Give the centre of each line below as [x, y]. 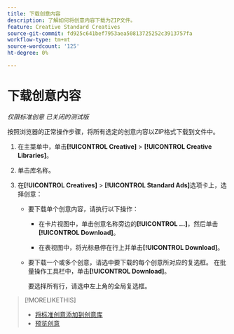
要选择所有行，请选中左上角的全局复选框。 [89, 286]
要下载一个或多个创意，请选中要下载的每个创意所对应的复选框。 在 [124, 262]
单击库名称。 [36, 170]
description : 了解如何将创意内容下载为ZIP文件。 [71, 20]
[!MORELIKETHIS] [50, 300]
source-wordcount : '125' [43, 46]
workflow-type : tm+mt [39, 40]
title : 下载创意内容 [34, 14]
